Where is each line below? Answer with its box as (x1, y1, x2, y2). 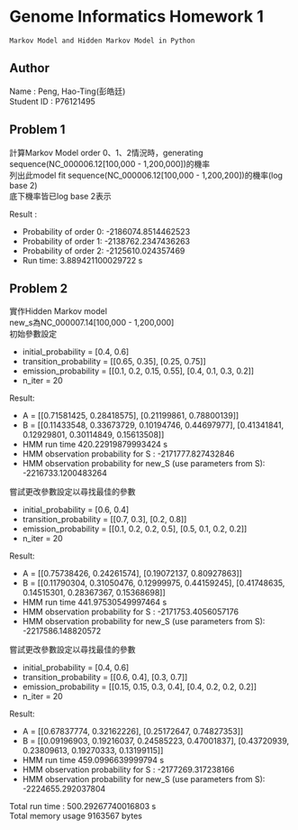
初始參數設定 (9, 328, 57, 339)
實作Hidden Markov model (9, 306, 108, 317)
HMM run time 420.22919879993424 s (22, 439, 168, 450)
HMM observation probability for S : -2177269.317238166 (22, 764, 235, 775)
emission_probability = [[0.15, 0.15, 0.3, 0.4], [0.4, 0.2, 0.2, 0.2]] (22, 681, 257, 692)
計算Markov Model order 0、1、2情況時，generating (9, 147, 203, 158)
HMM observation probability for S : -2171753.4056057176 (22, 606, 239, 617)
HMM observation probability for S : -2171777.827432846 (22, 448, 235, 459)
